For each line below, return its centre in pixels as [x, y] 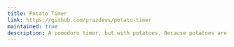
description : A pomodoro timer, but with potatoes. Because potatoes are [117, 33]
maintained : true [33, 26]
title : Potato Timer [37, 13]
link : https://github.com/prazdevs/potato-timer [80, 20]
